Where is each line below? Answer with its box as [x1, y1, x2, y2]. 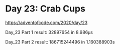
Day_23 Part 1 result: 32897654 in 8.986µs [5, 29, 93, 35]
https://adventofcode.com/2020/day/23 [5, 19, 88, 25]
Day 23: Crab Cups [5, 3, 85, 14]
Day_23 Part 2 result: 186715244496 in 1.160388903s [5, 38, 115, 45]
